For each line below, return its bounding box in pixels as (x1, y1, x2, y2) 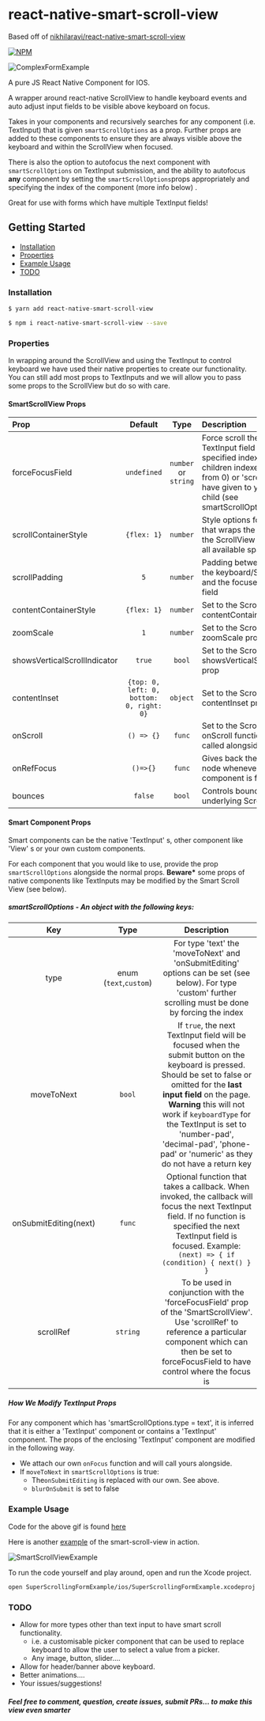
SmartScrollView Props (8, 399, 87, 408)
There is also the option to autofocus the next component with (8, 157, 211, 167)
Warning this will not (168, 1099, 245, 1110)
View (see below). (8, 884, 67, 893)
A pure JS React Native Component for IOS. (8, 78, 150, 87)
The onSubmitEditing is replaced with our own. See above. (31, 1476, 219, 1485)
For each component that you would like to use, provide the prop (8, 859, 218, 868)
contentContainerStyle (12, 605, 96, 616)
